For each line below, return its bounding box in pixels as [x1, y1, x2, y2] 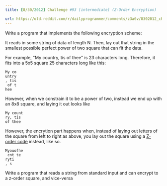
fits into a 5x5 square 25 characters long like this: [5, 60, 106, 66]
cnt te [7, 152, 21, 157]
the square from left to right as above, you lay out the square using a [5, 133, 146, 139]
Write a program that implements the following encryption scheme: [5, 30, 142, 36]
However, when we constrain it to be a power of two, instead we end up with [5, 95, 162, 101]
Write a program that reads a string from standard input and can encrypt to [5, 170, 159, 176]
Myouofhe [5, 148, 23, 153]
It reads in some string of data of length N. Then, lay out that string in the [5, 39, 155, 45]
